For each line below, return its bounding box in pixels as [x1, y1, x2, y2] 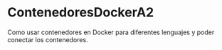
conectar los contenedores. [7, 35, 88, 44]
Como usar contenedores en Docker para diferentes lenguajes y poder [7, 28, 215, 36]
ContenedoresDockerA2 [7, 4, 154, 21]
